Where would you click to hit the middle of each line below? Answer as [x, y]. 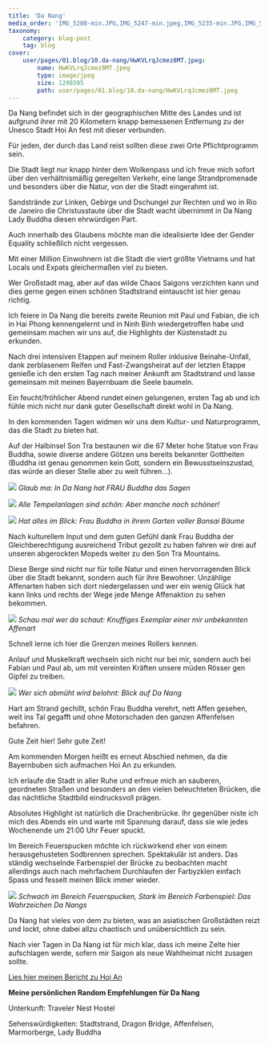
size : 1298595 [60, 83]
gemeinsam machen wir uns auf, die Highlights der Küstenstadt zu [118, 333]
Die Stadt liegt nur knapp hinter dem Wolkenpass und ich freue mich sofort [132, 170]
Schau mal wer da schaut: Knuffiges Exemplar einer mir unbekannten [133, 620]
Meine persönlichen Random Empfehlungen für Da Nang [104, 993]
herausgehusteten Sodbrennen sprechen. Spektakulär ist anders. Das [123, 854]
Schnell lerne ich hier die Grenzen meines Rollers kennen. [103, 644]
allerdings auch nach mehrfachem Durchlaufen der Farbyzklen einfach [125, 872]
